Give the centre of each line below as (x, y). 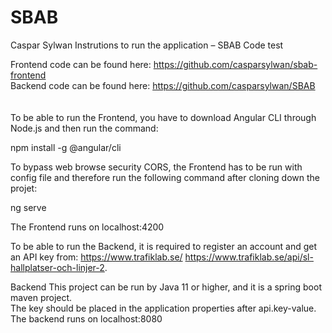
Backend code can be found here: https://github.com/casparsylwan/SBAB (163, 85)
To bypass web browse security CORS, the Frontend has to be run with (156, 167)
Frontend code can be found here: (81, 64)
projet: (24, 188)
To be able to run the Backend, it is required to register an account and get (164, 246)
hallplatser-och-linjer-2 (57, 267)
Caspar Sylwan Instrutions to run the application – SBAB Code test (147, 45)
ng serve (28, 207)
